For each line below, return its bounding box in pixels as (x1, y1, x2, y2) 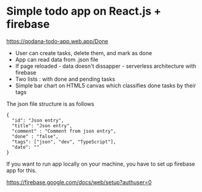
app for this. (6, 166, 37, 174)
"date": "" (12, 144, 40, 150)
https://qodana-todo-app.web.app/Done (6, 37, 108, 45)
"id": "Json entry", (12, 117, 64, 124)
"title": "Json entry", (12, 122, 72, 129)
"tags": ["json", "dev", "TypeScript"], (12, 139, 116, 145)
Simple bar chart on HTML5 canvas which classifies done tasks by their (15, 81, 196, 89)
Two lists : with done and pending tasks (15, 75, 115, 83)
